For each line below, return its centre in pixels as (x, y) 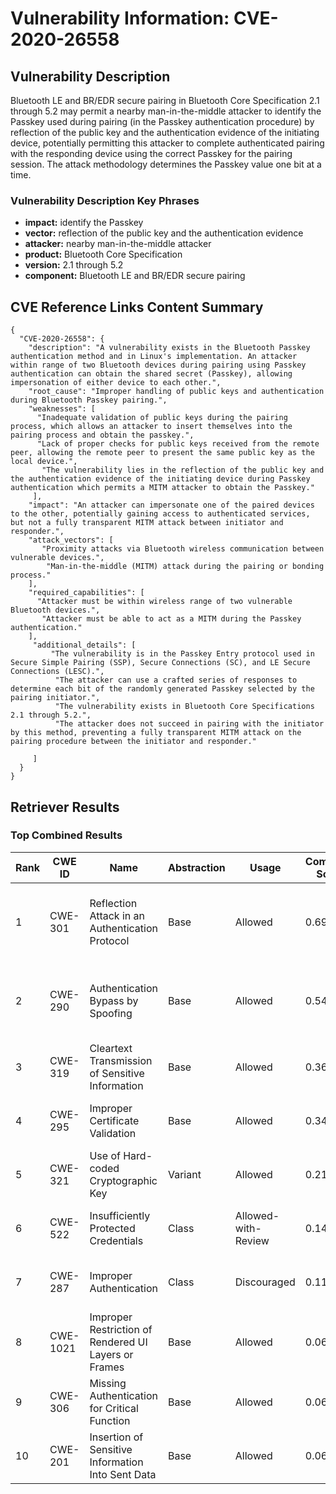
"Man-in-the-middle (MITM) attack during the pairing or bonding (185, 567)
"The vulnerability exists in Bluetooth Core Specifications (184, 707)
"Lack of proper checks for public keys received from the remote (178, 444)
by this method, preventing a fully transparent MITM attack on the (156, 733)
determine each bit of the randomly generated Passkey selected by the (162, 689)
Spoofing (111, 1013)
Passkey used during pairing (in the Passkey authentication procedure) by (162, 121)
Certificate (114, 1120)
